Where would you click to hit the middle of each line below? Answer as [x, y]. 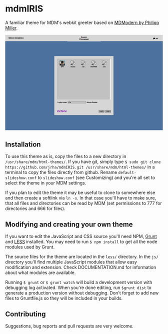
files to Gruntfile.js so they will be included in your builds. [64, 298]
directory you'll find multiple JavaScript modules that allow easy [71, 262]
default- [127, 173]
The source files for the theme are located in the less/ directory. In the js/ [82, 257]
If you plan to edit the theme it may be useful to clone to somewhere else [80, 192]
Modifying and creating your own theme [69, 224]
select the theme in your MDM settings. [46, 183]
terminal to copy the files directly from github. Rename [61, 172]
